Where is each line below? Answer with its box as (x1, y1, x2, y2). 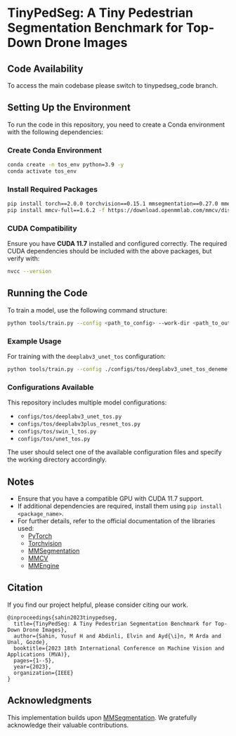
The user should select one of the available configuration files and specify (7, 448, 223, 456)
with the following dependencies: (7, 128, 104, 136)
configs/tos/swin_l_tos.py (17, 428, 97, 435)
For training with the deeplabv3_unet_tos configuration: (7, 353, 166, 361)
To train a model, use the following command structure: (7, 305, 167, 314)
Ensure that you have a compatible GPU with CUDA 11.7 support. (17, 494, 204, 503)
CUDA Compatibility (7, 223, 77, 233)
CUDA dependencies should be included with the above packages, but (7, 247, 212, 256)
